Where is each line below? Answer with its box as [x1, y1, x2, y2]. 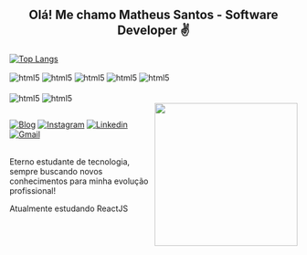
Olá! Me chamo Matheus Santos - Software [28, 7, 279, 23]
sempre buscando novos [9, 166, 103, 177]
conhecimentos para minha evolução [9, 175, 149, 186]
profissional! [9, 186, 57, 197]
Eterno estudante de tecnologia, [9, 156, 131, 167]
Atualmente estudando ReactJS [9, 203, 129, 214]
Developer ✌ [117, 23, 190, 38]
